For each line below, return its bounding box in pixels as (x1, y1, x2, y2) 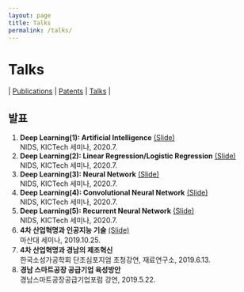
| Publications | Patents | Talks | (8, 86, 111, 96)
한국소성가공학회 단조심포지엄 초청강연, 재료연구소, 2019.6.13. (19, 255, 212, 265)
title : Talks (8, 19, 51, 27)
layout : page (8, 11, 51, 20)
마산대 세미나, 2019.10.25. (19, 235, 101, 245)
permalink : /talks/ (8, 26, 73, 34)
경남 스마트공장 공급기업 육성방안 (19, 265, 121, 275)
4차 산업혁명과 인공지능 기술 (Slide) (19, 226, 130, 235)
